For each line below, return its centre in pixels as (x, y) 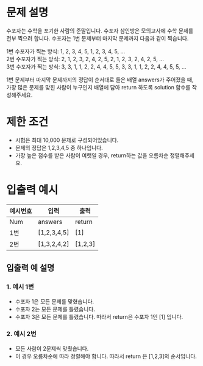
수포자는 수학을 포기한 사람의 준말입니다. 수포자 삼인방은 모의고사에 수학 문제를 (100, 31)
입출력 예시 (32, 190)
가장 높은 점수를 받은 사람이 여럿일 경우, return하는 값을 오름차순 (92, 155)
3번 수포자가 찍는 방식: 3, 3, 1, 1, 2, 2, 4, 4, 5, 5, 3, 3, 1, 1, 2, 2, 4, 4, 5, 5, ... (97, 66)
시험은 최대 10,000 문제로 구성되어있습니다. (67, 140)
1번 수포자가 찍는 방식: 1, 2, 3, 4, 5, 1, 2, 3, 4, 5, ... (66, 51)
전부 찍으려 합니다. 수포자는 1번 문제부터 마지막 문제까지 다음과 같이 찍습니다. (98, 38)
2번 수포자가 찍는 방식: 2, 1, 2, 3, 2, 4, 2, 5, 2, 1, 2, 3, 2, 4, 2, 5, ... (85, 59)
